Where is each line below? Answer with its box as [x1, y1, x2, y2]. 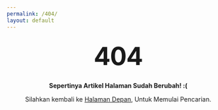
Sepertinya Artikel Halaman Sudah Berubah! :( [48, 81, 188, 90]
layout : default [6, 17, 54, 24]
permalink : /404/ [6, 10, 58, 18]
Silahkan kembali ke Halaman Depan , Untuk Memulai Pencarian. [25, 94, 212, 103]
